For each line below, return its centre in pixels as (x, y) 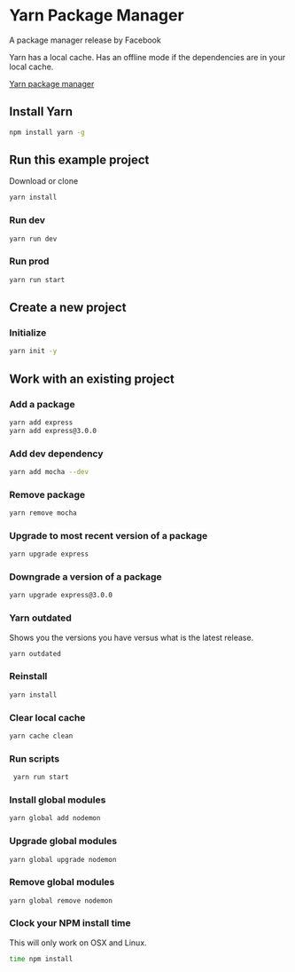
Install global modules (58, 800)
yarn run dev (33, 239)
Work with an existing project (92, 379)
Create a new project (68, 308)
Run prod (29, 261)
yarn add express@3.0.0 (53, 431)
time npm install (41, 959)
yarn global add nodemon (55, 818)
